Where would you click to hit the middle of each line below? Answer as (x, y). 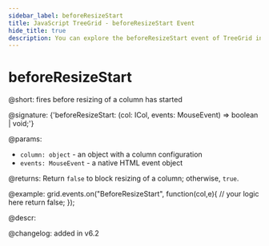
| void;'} (21, 124)
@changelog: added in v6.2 (54, 233)
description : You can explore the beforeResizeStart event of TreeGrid (130, 38)
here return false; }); (42, 202)
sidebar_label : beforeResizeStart (66, 16)
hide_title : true (37, 30)
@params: (25, 139)
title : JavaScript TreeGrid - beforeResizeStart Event (102, 23)
